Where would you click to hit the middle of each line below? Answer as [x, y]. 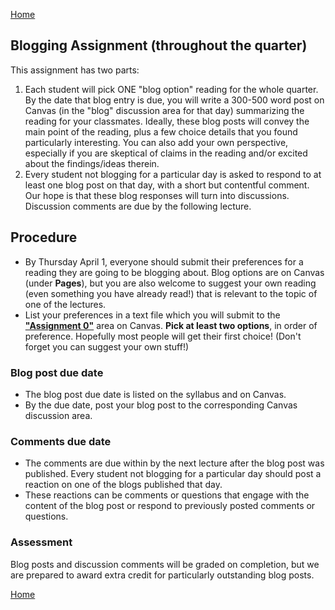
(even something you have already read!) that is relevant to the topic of [171, 293]
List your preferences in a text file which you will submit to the [152, 315]
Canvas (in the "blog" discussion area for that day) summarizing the [164, 110]
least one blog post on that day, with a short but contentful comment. [167, 185]
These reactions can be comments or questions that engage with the [167, 495]
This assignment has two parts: [75, 70]
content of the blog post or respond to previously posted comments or [170, 506]
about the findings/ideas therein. [92, 163]
